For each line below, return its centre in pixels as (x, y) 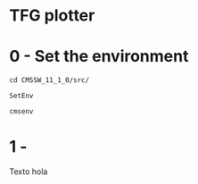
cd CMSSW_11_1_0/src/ (49, 80)
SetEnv (21, 96)
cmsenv (21, 112)
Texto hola (29, 171)
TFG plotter (52, 16)
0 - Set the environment (99, 57)
